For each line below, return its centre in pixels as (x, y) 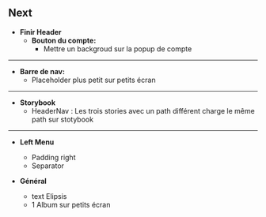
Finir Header (40, 32)
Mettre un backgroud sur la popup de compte (118, 49)
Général (33, 181)
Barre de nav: (42, 71)
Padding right (53, 157)
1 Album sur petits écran (71, 204)
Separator (48, 166)
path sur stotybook (62, 119)
